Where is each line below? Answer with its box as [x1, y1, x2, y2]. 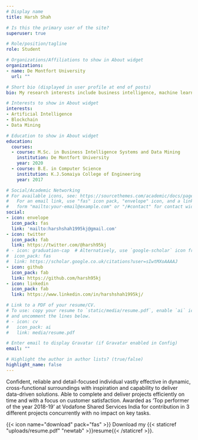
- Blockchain [6, 117, 38, 123]
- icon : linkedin [6, 281, 49, 287]
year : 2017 [16, 176, 44, 183]
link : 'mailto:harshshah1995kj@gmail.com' [11, 225, 117, 232]
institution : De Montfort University [16, 155, 110, 161]
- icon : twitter [6, 231, 46, 237]
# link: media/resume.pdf [6, 330, 75, 336]
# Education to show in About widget [6, 133, 99, 139]
